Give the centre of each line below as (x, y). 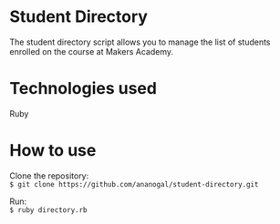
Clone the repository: (49, 176)
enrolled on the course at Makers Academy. (92, 51)
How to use (53, 151)
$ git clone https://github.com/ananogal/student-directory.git (134, 184)
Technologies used (83, 89)
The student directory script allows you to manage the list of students (140, 42)
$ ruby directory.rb (49, 210)
